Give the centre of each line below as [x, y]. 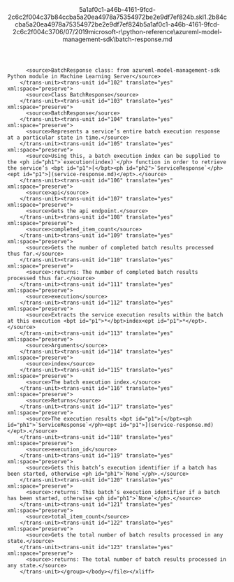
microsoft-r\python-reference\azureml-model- [155, 32]
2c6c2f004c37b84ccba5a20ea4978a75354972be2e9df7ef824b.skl [106, 17]
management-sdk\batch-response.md [117, 39]
